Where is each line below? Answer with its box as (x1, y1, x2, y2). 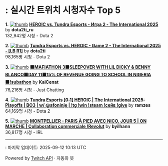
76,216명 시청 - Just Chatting (5, 87, 64, 93)
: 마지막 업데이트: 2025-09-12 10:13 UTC (5, 144, 86, 150)
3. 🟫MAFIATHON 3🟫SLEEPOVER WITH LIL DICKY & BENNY (5, 64, 151, 70)
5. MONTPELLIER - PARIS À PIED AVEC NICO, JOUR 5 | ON (5, 118, 147, 124)
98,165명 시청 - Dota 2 (5, 53, 50, 60)
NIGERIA (133, 71, 151, 77)
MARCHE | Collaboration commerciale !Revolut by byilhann (5, 123, 130, 129)
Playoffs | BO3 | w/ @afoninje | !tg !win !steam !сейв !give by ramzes (5, 102, 151, 108)
